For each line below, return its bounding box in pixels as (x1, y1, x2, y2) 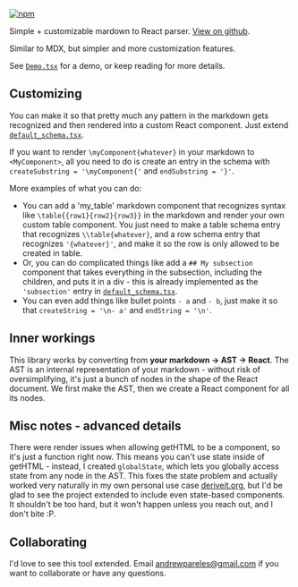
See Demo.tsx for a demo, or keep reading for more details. (9, 61, 226, 71)
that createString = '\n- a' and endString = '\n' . (21, 304, 212, 315)
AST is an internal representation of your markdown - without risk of (9, 363, 261, 375)
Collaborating (9, 534, 88, 549)
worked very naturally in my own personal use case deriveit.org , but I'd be (9, 480, 284, 491)
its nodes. (9, 392, 46, 403)
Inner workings (9, 331, 96, 346)
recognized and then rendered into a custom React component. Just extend (9, 119, 289, 130)
